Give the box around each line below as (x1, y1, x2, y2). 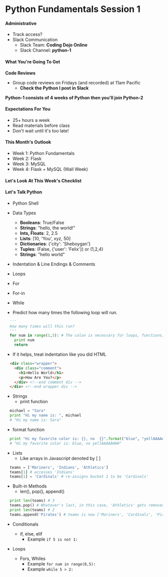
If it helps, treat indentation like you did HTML (12, 351, 106, 358)
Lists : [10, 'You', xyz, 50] (19, 235, 71, 241)
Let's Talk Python (5, 189, 42, 195)
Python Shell (12, 200, 39, 206)
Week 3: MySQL (12, 161, 46, 167)
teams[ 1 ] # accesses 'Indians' (9, 470, 75, 475)
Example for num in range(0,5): (27, 561, 96, 567)
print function (19, 399, 48, 405)
